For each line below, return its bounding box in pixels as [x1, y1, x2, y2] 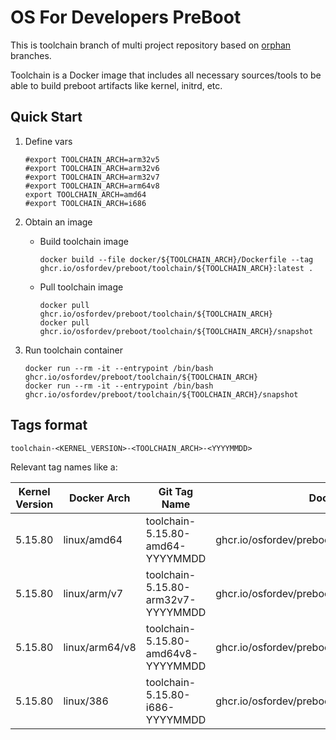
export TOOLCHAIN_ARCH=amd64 [24, 189, 147, 200]
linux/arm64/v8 [63, 640, 137, 654]
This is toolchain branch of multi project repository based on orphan [10, 39, 292, 51]
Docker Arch [68, 491, 131, 505]
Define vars [24, 135, 73, 147]
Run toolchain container [24, 344, 123, 356]
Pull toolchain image [39, 281, 124, 293]
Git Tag [158, 484, 194, 498]
